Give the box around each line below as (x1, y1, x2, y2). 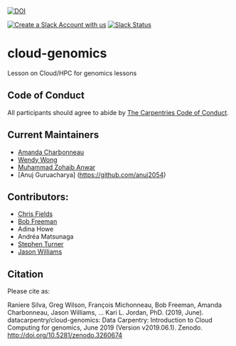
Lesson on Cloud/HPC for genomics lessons (7, 68, 137, 77)
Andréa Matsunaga (17, 232, 74, 241)
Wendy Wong (17, 155, 58, 163)
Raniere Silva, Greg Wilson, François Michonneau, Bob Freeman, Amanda (7, 301, 222, 309)
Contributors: (7, 190, 69, 202)
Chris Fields (17, 210, 53, 218)
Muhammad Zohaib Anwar (17, 163, 96, 171)
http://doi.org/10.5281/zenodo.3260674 (7, 331, 123, 340)
